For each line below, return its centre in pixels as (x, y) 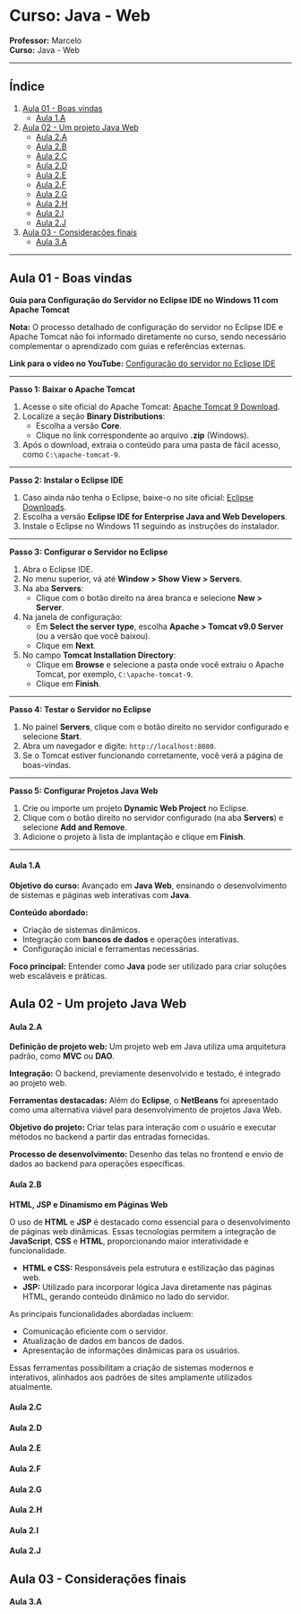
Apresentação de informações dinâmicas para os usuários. (131, 1350)
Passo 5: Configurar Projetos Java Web (84, 790)
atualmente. (31, 1386)
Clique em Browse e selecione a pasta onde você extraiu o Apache (160, 664)
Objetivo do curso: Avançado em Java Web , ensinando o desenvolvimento (148, 886)
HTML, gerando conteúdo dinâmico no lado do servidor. (126, 1296)
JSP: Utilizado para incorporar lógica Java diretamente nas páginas (147, 1287)
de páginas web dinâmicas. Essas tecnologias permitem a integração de (142, 1231)
